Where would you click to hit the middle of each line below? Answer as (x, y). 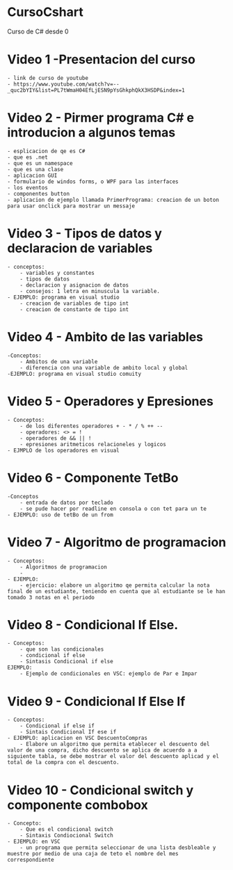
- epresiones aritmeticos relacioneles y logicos (93, 444)
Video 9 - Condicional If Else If (96, 701)
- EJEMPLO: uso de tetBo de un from (60, 515)
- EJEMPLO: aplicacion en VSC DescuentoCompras (78, 738)
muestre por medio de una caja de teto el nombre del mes (93, 854)
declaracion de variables (80, 248)
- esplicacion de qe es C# (46, 151)
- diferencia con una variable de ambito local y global (104, 367)
